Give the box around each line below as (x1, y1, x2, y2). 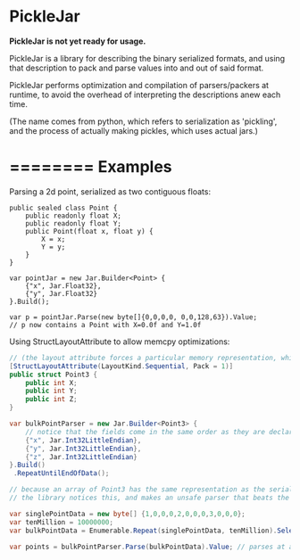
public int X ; (25, 378, 78, 387)
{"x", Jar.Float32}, (25, 281, 102, 291)
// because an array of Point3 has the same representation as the (9, 485, 266, 494)
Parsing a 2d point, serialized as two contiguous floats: (9, 185, 212, 197)
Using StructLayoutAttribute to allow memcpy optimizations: (9, 336, 230, 347)
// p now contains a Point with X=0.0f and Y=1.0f (9, 320, 202, 329)
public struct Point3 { (9, 370, 98, 379)
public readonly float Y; (25, 218, 122, 228)
